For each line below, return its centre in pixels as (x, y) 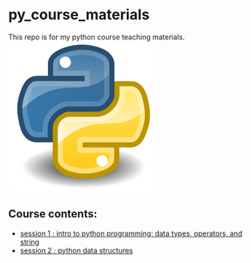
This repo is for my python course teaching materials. (97, 37)
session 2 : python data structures (77, 250)
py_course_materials (79, 15)
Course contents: (53, 214)
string (30, 241)
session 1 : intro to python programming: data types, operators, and (131, 233)
